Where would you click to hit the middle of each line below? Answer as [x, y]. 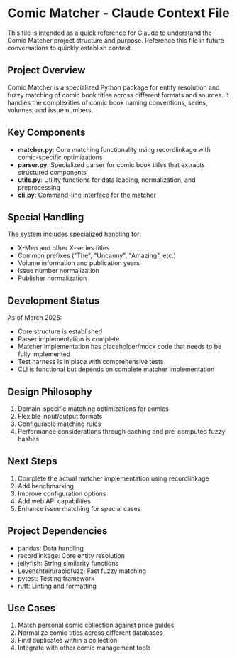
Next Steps [32, 461]
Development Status [54, 300]
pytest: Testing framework [56, 578]
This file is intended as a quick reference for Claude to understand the [110, 33]
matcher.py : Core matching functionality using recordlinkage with [114, 149]
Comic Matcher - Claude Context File [118, 13]
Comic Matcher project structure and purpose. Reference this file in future [116, 40]
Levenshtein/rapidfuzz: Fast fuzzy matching [82, 571]
